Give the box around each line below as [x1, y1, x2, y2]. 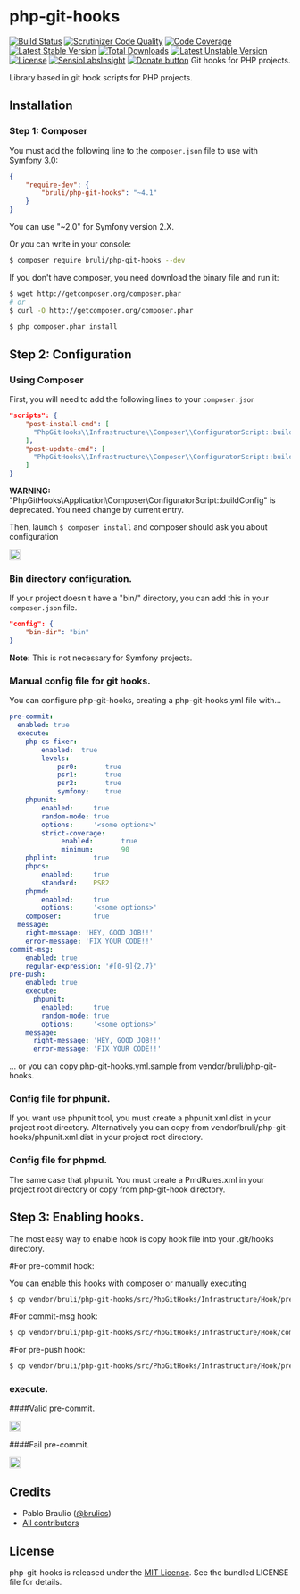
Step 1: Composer [9, 125, 87, 138]
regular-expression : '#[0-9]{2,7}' [25, 961, 158, 970]
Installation [9, 98, 73, 113]
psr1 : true [56, 770, 122, 779]
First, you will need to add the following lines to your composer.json [9, 394, 256, 405]
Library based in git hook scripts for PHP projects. [9, 71, 194, 82]
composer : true [25, 911, 110, 921]
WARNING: [9, 485, 51, 497]
